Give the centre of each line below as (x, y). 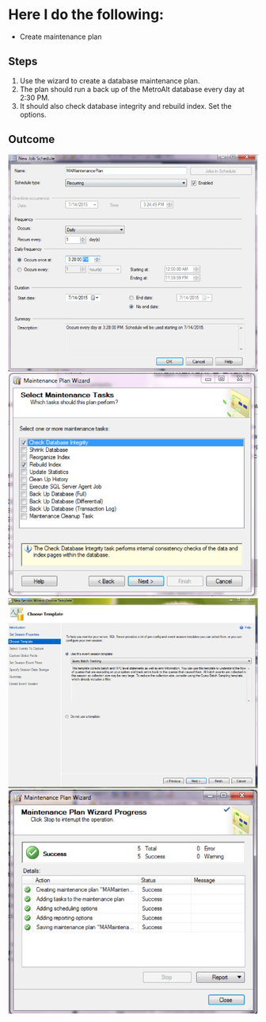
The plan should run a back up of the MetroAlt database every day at (132, 89)
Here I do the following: (86, 15)
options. (33, 114)
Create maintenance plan (61, 37)
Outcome (32, 139)
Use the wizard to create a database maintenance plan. (110, 80)
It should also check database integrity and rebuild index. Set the (125, 106)
